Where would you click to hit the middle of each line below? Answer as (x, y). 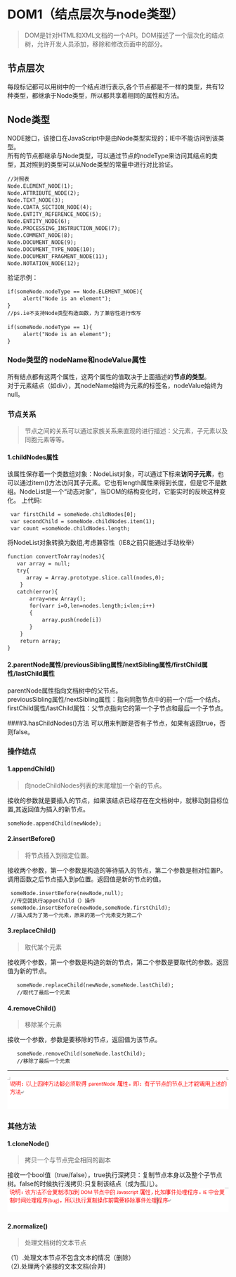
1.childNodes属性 (33, 457)
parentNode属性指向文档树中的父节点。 (65, 691)
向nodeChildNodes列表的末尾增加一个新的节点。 (95, 785)
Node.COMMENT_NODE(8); (40, 235)
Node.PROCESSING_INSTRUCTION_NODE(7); (64, 228)
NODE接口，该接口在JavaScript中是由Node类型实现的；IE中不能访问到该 (113, 138)
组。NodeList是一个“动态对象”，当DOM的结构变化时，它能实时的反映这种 (113, 492)
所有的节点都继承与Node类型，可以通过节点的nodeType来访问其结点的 (110, 155)
